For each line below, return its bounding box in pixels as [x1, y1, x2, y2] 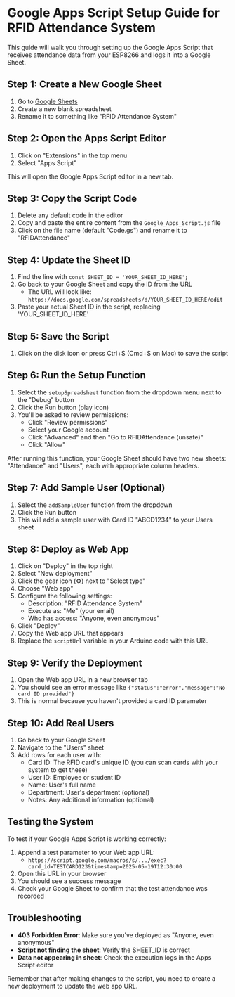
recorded [17, 892, 44, 900]
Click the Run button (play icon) [17, 403, 109, 411]
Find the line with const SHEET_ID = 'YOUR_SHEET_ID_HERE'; [17, 273, 189, 281]
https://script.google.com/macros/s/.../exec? [27, 856, 167, 864]
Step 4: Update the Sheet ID [7, 254, 131, 266]
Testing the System [7, 816, 94, 828]
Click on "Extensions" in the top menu [17, 151, 128, 160]
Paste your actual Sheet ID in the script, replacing [17, 302, 161, 311]
